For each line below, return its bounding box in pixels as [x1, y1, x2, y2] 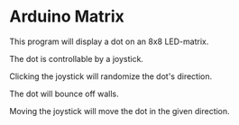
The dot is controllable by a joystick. [9, 53, 144, 64]
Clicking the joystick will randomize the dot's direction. [9, 70, 213, 82]
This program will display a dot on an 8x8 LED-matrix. [9, 36, 209, 47]
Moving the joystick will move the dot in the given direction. [9, 105, 230, 116]
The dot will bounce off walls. [9, 88, 119, 99]
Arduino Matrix [9, 6, 124, 27]
